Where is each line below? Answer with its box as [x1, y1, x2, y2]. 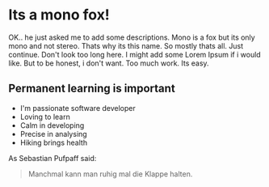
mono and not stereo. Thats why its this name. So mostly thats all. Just [8, 40, 244, 50]
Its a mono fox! [8, 6, 111, 24]
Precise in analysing [19, 129, 87, 138]
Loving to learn [19, 112, 70, 121]
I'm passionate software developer [19, 103, 136, 113]
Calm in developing [19, 120, 85, 130]
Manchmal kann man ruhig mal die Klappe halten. [27, 168, 193, 179]
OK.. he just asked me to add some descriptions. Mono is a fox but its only [8, 32, 256, 42]
